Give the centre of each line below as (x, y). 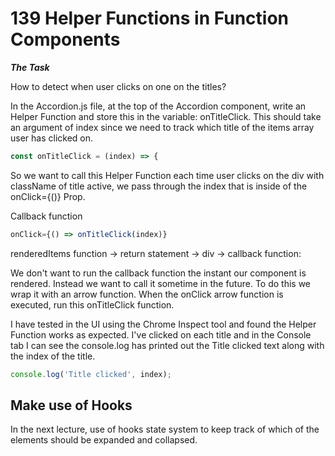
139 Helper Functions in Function (150, 18)
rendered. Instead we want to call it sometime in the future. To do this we (161, 283)
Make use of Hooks (71, 405)
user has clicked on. (52, 138)
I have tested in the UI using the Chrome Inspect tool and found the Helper (163, 324)
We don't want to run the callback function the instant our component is (158, 273)
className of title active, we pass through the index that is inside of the (159, 186)
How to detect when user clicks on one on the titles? (118, 86)
